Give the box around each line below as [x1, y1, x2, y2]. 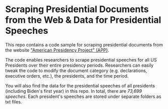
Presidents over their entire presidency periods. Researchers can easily [5, 62, 154, 68]
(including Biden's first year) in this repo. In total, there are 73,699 [5, 88, 142, 94]
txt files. [5, 98, 22, 104]
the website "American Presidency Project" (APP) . [5, 47, 109, 53]
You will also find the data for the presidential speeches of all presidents [5, 82, 155, 89]
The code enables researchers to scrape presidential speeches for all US [5, 57, 157, 63]
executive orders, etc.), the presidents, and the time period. [5, 73, 129, 79]
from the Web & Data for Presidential [5, 14, 161, 26]
